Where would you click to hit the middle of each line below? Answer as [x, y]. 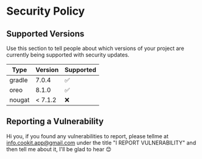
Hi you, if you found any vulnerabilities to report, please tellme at [88, 136]
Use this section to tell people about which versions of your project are [95, 48]
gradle [19, 80]
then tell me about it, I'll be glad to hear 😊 [59, 149]
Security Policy [46, 11]
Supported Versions [45, 34]
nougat [20, 100]
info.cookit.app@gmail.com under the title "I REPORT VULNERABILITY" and [101, 143]
